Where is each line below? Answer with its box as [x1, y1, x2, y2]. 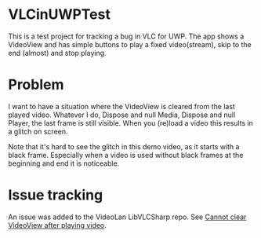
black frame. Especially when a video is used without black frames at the [8, 150, 244, 159]
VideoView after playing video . [8, 220, 107, 229]
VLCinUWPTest [8, 5, 111, 24]
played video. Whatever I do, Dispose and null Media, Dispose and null [8, 110, 236, 119]
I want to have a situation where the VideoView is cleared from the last [8, 101, 235, 111]
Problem [8, 76, 64, 93]
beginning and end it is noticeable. [8, 159, 120, 168]
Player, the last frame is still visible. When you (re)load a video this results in [8, 118, 253, 127]
